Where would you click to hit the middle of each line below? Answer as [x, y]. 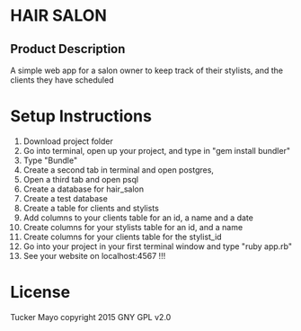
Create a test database [66, 198]
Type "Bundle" [50, 160]
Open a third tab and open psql [80, 179]
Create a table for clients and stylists [91, 208]
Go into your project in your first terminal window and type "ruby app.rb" [158, 246]
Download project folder [68, 141]
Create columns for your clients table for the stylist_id [123, 237]
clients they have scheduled [62, 80]
